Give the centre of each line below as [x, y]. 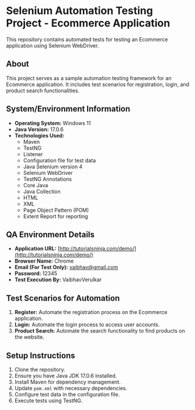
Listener [33, 154]
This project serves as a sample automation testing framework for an [89, 78]
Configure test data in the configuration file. [67, 394]
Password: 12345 [36, 274]
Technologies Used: [39, 135]
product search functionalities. [43, 90]
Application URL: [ [37, 249]
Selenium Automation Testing [80, 11]
